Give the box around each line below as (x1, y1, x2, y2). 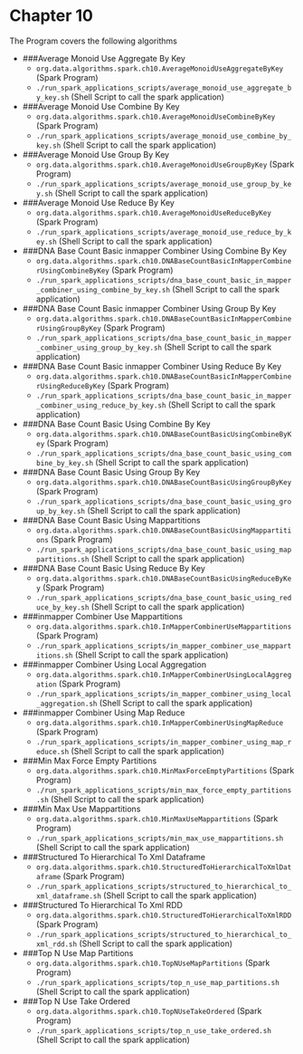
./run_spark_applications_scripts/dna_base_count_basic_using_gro (35, 497, 292, 506)
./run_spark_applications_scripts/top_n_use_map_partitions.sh (35, 978, 280, 987)
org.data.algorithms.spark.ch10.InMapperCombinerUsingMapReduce (35, 718, 284, 727)
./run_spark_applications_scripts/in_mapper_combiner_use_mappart (35, 641, 292, 650)
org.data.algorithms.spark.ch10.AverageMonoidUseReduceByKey (35, 208, 271, 217)
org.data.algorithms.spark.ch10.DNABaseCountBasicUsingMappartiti (35, 526, 292, 535)
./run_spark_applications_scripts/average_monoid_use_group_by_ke (35, 179, 292, 188)
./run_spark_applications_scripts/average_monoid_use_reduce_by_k (35, 227, 292, 236)
